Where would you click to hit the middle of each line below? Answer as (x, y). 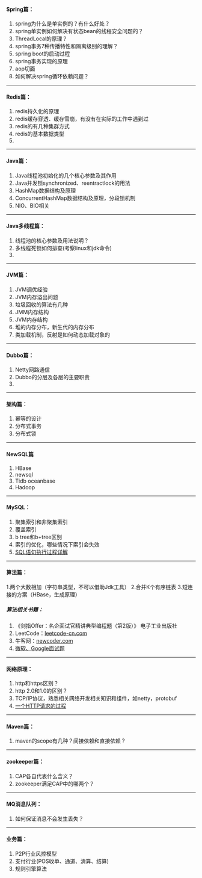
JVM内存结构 (31, 320)
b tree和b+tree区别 (38, 537)
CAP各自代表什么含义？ (44, 776)
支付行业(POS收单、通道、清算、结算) (62, 861)
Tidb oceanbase (35, 481)
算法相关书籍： (25, 609)
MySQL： (18, 507)
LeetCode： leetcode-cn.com (51, 633)
